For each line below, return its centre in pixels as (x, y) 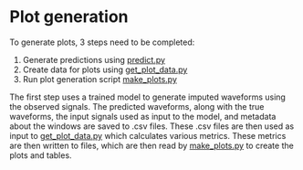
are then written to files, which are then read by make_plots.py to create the (151, 145)
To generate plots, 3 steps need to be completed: (102, 42)
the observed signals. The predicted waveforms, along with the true (137, 106)
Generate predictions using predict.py (94, 59)
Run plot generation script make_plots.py (100, 79)
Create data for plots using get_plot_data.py (105, 69)
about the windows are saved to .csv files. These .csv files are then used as (152, 126)
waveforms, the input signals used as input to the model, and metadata (143, 116)
